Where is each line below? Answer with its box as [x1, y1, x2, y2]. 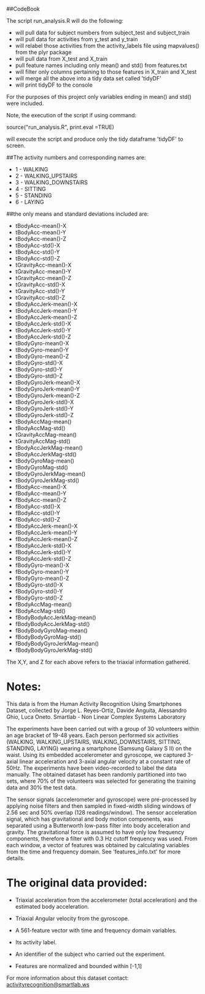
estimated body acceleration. [15, 902, 90, 910]
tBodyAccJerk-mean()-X [15, 300, 78, 308]
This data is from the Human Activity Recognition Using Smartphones [6, 700, 182, 707]
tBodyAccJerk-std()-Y [15, 327, 71, 334]
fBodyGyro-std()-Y [15, 588, 63, 595]
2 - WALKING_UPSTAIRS [15, 172, 78, 179]
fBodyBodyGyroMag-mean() [15, 627, 88, 634]
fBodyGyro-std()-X [15, 581, 63, 589]
